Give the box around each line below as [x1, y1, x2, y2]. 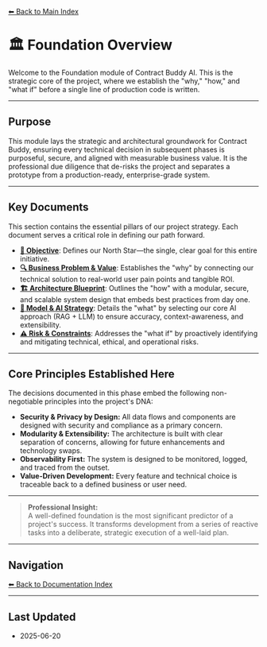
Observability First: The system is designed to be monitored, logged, [19, 455, 248, 464]
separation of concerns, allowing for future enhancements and [19, 437, 225, 447]
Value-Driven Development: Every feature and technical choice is [19, 471, 238, 481]
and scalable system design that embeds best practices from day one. [19, 294, 250, 304]
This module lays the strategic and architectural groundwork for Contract [8, 136, 248, 145]
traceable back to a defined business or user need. [19, 480, 188, 490]
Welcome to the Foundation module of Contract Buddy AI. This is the [8, 68, 234, 77]
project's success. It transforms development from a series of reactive [27, 520, 258, 529]
